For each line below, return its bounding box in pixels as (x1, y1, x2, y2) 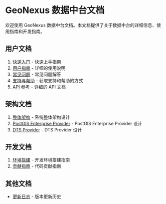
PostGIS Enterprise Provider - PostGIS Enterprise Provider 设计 (12, 120, 142, 126)
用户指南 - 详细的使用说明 (12, 65, 66, 71)
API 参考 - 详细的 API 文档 (12, 84, 66, 90)
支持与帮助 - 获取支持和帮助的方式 (12, 77, 84, 83)
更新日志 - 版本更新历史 (12, 193, 62, 199)
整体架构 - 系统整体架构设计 (12, 114, 70, 120)
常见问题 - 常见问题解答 (12, 71, 62, 77)
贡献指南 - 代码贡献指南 (12, 163, 62, 169)
